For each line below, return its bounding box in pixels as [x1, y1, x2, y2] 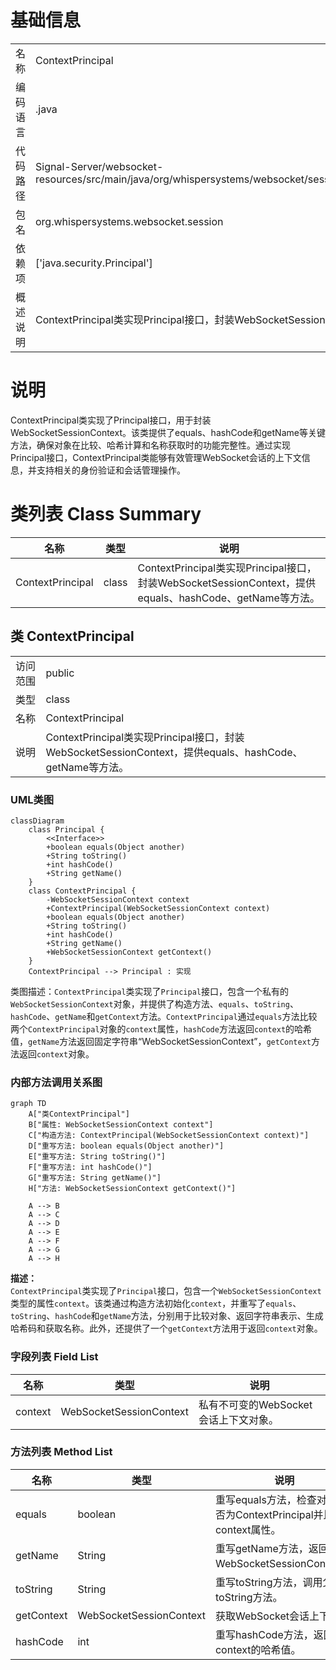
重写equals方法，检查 [214, 1492, 317, 1506]
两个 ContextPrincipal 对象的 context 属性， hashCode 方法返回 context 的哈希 [10, 1022, 313, 1035]
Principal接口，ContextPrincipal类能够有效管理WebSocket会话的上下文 [10, 451, 302, 463]
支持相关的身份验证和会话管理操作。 [36, 464, 186, 476]
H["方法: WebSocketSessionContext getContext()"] [28, 1184, 237, 1194]
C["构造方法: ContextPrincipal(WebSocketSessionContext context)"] [28, 1131, 310, 1141]
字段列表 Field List [10, 1350, 99, 1364]
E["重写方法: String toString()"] [28, 1152, 167, 1162]
